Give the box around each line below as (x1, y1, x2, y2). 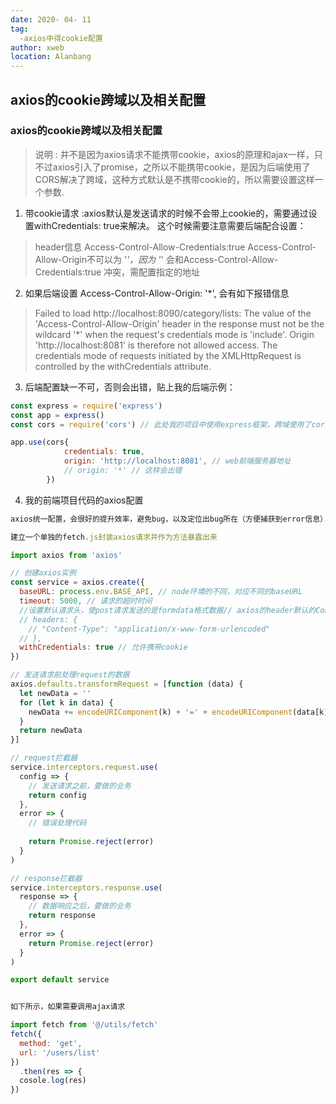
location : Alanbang (10, 52, 92, 62)
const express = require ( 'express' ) (10, 401, 163, 411)
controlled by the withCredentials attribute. (34, 360, 212, 372)
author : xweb (10, 42, 65, 53)
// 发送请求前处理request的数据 (10, 670, 130, 680)
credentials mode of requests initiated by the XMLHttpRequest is (34, 349, 302, 361)
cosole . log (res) (19, 1076, 87, 1086)
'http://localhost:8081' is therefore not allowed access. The (34, 339, 278, 351)
